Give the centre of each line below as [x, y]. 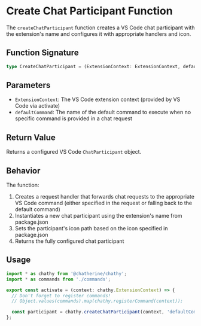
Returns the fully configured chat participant [69, 241]
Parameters [28, 85]
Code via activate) [37, 106]
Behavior [23, 171]
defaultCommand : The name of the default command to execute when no [103, 112]
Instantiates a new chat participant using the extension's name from [98, 216]
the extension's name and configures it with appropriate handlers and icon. [99, 33]
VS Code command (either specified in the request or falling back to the [103, 203]
